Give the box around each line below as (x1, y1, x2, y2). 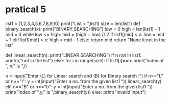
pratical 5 (5, 4, 46, 15)
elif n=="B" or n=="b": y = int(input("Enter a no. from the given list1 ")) (5, 83, 153, 90)
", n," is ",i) (5, 63, 27, 69)
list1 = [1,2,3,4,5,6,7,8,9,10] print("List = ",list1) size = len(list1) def (5, 20, 141, 27)
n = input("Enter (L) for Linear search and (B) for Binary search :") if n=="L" (5, 72, 163, 79)
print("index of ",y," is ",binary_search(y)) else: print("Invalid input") (5, 89, 146, 95)
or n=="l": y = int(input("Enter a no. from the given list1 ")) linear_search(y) (5, 78, 162, 84)
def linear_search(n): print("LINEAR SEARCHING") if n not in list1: (5, 52, 142, 58)
